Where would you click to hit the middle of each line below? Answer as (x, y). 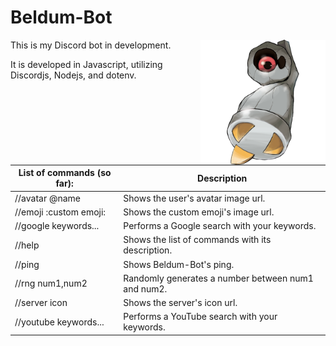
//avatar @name (48, 198)
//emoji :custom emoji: (60, 212)
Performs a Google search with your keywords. (220, 226)
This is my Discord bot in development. (91, 45)
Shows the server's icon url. (180, 303)
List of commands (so (65, 173)
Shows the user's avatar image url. (194, 198)
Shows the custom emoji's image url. (199, 212)
